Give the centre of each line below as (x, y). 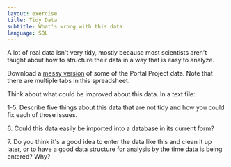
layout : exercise (32, 14)
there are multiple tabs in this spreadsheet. (69, 81)
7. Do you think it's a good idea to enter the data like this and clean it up (110, 142)
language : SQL (28, 33)
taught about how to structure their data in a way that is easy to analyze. (111, 60)
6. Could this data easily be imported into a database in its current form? (111, 128)
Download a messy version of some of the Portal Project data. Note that (110, 73)
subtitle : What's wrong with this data (65, 26)
